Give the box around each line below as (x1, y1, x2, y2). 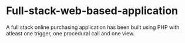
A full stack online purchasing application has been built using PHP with (6, 24, 180, 31)
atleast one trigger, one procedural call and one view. (6, 29, 135, 37)
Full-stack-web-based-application (6, 4, 179, 18)
